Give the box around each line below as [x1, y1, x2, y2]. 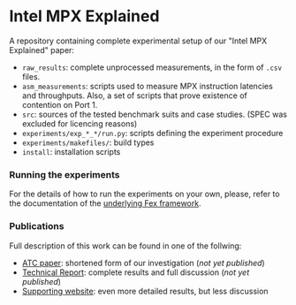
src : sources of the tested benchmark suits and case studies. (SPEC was [21, 109, 287, 119]
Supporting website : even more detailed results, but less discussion [21, 286, 269, 296]
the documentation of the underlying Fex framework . [9, 198, 201, 209]
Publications [9, 220, 65, 233]
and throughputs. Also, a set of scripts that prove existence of [21, 90, 247, 101]
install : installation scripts [21, 146, 121, 156]
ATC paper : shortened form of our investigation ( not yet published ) [21, 257, 265, 268]
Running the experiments [9, 168, 120, 180]
